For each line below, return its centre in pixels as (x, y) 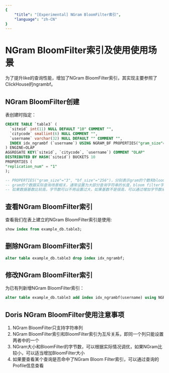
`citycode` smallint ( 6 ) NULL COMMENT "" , (54, 134)
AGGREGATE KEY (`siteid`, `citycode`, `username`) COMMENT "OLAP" (75, 152)
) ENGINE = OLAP (20, 148)
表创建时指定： (21, 115)
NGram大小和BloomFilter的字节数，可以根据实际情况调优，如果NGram (85, 347)
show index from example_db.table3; (44, 229)
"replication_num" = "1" (31, 166)
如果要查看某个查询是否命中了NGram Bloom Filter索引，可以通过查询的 (86, 359)
